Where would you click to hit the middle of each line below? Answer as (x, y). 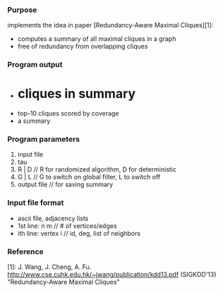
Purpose (22, 10)
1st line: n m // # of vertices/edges (67, 226)
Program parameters (43, 139)
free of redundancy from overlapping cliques (83, 47)
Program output (35, 65)
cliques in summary (77, 94)
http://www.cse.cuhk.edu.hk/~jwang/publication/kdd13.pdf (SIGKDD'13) (112, 275)
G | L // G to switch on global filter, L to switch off (89, 177)
